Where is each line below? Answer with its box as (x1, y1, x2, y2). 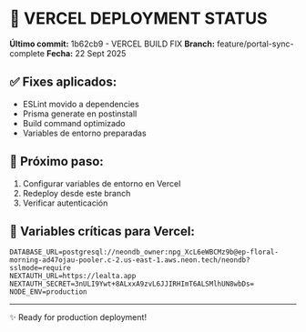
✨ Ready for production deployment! (9, 312, 148, 323)
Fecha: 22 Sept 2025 (46, 47, 127, 58)
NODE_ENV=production (9, 287, 88, 297)
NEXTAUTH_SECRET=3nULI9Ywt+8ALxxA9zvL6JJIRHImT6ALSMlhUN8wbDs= (9, 279, 255, 289)
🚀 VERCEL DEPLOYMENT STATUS (9, 8, 268, 29)
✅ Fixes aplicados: (9, 75, 117, 90)
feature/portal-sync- (217, 38, 294, 49)
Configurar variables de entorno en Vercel (22, 177, 181, 189)
